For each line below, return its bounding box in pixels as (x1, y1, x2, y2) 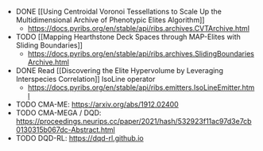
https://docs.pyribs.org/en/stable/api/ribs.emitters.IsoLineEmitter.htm (27, 83, 255, 92)
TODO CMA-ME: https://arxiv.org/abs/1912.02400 (15, 99, 179, 109)
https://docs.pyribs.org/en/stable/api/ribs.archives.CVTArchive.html (27, 24, 250, 33)
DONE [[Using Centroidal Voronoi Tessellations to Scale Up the (15, 7, 222, 16)
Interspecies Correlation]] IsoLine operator (15, 75, 156, 83)
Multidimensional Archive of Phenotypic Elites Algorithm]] (15, 15, 205, 25)
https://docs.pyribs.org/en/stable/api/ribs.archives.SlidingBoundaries (27, 49, 254, 58)
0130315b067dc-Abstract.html (15, 125, 115, 134)
